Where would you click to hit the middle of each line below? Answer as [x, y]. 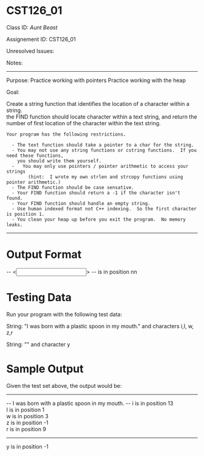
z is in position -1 [27, 423]
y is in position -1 [27, 446]
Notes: [15, 63]
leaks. [15, 225]
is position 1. [25, 214]
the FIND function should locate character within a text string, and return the [102, 117]
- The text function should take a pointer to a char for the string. [103, 145]
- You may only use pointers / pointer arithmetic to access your [100, 166]
